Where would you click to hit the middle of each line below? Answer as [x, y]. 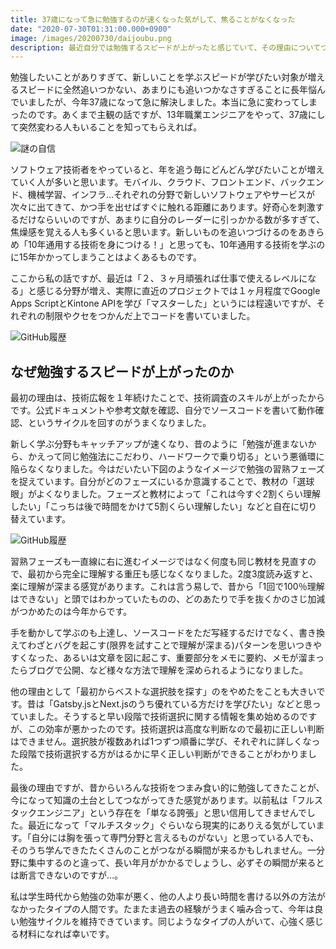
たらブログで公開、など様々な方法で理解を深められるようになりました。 [159, 670]
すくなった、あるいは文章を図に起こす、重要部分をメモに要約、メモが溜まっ [167, 658]
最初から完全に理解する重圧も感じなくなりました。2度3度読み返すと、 [173, 574]
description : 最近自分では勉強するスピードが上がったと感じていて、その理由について [165, 47]
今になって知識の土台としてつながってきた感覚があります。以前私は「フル [162, 800]
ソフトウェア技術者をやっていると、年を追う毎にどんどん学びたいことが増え [167, 170]
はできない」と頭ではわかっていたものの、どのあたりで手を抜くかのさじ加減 [168, 599]
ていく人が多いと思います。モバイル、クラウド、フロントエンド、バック [158, 182]
